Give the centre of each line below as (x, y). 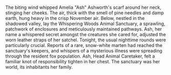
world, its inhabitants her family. (39, 67)
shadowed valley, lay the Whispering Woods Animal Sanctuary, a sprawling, (85, 23)
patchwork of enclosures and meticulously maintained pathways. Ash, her (84, 29)
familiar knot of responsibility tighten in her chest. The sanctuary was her (83, 61)
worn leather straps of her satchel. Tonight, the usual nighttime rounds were (86, 40)
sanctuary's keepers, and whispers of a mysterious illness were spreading (84, 51)
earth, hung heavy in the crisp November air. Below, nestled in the (75, 18)
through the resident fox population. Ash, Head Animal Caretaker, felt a (80, 56)
